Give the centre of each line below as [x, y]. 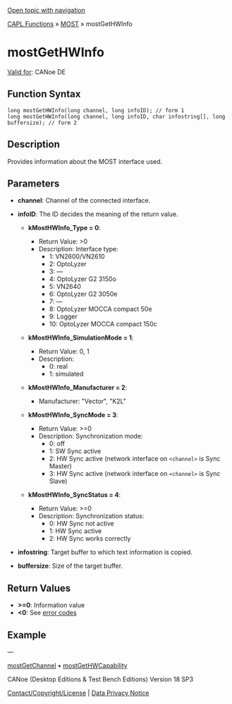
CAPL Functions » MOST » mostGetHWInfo [70, 24]
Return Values [39, 588]
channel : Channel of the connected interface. [84, 201]
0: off [57, 443]
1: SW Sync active [75, 451]
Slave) [58, 481]
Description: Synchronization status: [91, 516]
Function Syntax [44, 94]
